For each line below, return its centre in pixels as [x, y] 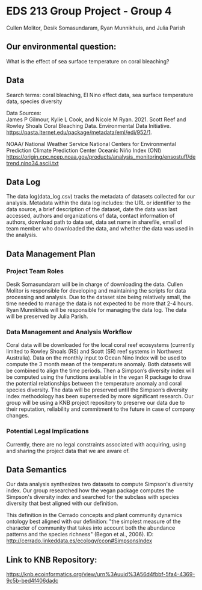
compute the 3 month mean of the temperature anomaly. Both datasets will [99, 364]
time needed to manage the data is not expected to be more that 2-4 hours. [100, 303]
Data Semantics [37, 470]
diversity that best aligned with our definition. [62, 503]
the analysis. [22, 235]
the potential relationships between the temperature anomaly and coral [94, 384]
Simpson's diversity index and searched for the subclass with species [93, 497]
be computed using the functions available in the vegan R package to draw [99, 377]
